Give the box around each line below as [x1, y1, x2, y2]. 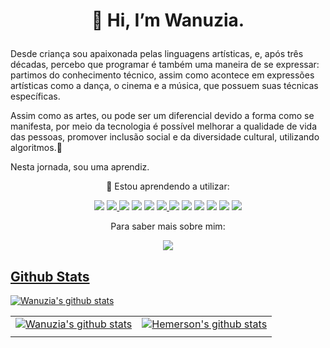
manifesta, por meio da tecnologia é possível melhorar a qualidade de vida [10, 120, 318, 133]
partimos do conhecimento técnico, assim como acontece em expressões [10, 69, 315, 81]
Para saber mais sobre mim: [110, 220, 226, 233]
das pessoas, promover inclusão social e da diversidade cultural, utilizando [10, 131, 320, 143]
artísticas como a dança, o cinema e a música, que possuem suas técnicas [10, 80, 319, 92]
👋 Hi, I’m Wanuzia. [91, 9, 245, 32]
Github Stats [10, 268, 90, 285]
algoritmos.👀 [10, 142, 63, 154]
